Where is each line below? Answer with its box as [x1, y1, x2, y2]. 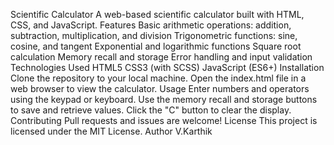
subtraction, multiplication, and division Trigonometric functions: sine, [10, 30, 298, 41]
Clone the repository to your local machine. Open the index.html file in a [10, 72, 307, 84]
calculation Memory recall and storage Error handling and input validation [10, 51, 313, 63]
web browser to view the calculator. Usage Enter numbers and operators [10, 83, 310, 94]
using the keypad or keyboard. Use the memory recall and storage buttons [10, 94, 318, 105]
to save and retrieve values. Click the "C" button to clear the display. [10, 104, 292, 116]
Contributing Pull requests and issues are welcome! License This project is [10, 115, 318, 126]
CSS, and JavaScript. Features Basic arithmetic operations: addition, [10, 19, 292, 31]
